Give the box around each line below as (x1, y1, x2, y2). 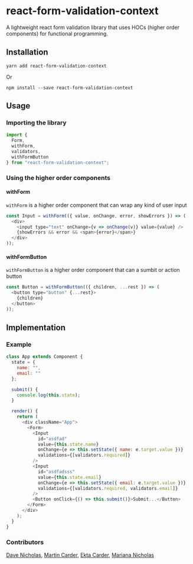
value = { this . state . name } (37, 441, 99, 447)
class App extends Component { (6, 354, 83, 360)
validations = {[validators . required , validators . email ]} (37, 485, 178, 491)
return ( (17, 414, 38, 420)
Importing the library (6, 118, 67, 127)
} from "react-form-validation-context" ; (6, 159, 110, 165)
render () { (11, 408, 38, 414)
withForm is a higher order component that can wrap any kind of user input (6, 201, 187, 209)
